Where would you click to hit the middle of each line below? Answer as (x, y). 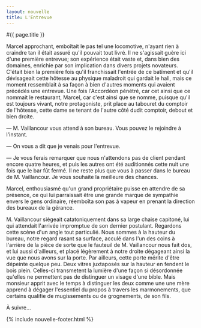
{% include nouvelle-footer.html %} (50, 319)
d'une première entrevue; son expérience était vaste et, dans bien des (93, 59)
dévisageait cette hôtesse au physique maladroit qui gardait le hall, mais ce (99, 78)
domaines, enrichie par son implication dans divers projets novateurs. (92, 65)
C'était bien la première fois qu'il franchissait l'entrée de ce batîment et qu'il (100, 71)
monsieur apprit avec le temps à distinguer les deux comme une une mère (98, 283)
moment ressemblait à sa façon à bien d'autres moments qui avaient (91, 84)
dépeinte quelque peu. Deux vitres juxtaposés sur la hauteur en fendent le (98, 264)
